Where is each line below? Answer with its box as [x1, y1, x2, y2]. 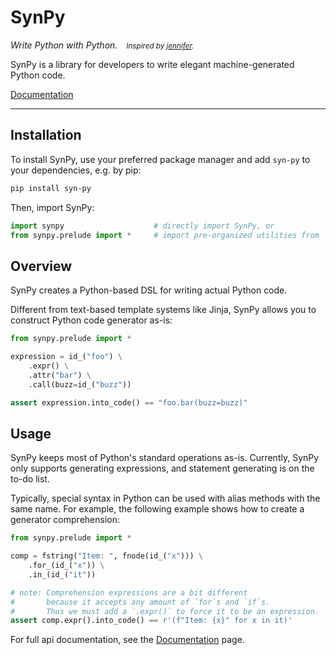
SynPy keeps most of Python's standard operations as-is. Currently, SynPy [10, 452, 320, 464]
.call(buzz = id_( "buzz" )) [28, 379, 132, 390]
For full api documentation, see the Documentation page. [10, 634, 245, 646]
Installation [10, 127, 82, 144]
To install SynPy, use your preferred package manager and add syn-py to [10, 153, 311, 165]
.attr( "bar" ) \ [28, 370, 92, 380]
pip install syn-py [10, 183, 92, 193]
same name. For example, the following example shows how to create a [10, 503, 305, 515]
